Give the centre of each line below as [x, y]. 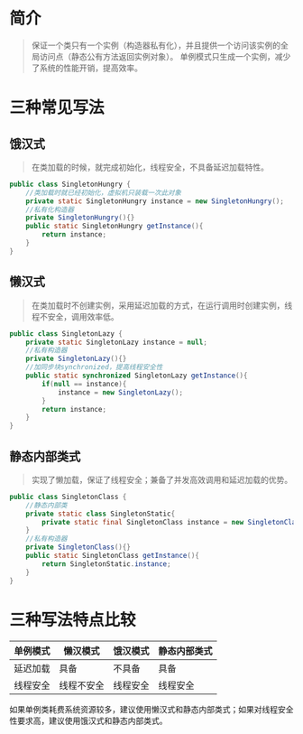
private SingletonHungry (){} [80, 218]
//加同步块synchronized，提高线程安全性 [94, 367]
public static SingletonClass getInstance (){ [113, 556]
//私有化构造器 [50, 209]
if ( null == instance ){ [84, 384]
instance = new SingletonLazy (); [120, 392]
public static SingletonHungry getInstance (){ [115, 227]
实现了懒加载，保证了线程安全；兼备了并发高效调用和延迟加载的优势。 [162, 479]
